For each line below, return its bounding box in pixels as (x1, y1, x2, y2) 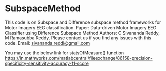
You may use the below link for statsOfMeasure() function (5, 50, 124, 56)
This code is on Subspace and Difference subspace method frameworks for (5, 19, 161, 25)
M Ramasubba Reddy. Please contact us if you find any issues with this (5, 35, 151, 41)
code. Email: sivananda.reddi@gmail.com (5, 40, 90, 46)
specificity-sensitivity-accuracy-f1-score (5, 60, 89, 66)
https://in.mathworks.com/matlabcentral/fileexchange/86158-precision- (5, 55, 153, 61)
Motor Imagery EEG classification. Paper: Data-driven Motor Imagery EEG (5, 24, 157, 30)
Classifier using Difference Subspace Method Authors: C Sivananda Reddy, (5, 30, 160, 35)
